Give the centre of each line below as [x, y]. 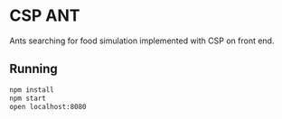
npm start [28, 98]
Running [34, 69]
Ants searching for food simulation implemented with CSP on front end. [142, 41]
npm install [32, 90]
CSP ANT [45, 16]
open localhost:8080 [48, 106]
